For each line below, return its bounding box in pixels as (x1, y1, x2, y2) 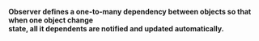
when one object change (8, 15, 94, 25)
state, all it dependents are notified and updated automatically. (8, 24, 224, 33)
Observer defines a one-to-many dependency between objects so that (8, 7, 252, 16)
